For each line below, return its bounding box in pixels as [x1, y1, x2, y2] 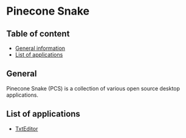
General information [15, 44, 66, 52]
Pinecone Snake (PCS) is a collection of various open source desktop [6, 85, 181, 92]
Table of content [6, 29, 70, 39]
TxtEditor [15, 125, 38, 132]
